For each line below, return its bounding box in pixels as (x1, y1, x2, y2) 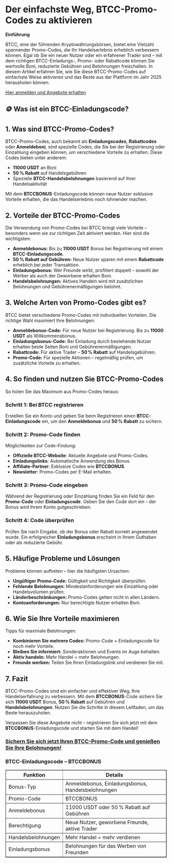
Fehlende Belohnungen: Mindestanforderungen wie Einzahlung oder (12, 583, 159, 589)
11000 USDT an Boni (12, 165, 57, 171)
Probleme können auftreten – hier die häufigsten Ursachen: (5, 568, 130, 574)
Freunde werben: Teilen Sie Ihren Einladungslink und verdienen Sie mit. (12, 659, 164, 666)
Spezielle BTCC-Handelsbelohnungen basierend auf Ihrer (12, 176, 136, 182)
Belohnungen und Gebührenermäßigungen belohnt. (12, 283, 122, 290)
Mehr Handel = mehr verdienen (65, 834, 141, 841)
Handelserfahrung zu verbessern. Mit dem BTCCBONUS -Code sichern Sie (5, 694, 163, 700)
